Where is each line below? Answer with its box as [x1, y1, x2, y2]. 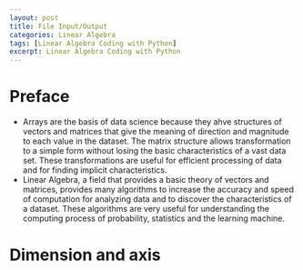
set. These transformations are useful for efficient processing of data [22, 155, 282, 166]
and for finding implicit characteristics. [22, 165, 167, 175]
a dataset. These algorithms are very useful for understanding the [22, 204, 270, 215]
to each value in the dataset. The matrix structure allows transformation [22, 135, 291, 146]
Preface [9, 86, 70, 107]
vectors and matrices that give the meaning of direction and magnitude [22, 126, 289, 137]
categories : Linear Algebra [9, 30, 116, 39]
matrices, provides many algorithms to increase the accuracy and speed [22, 184, 294, 195]
